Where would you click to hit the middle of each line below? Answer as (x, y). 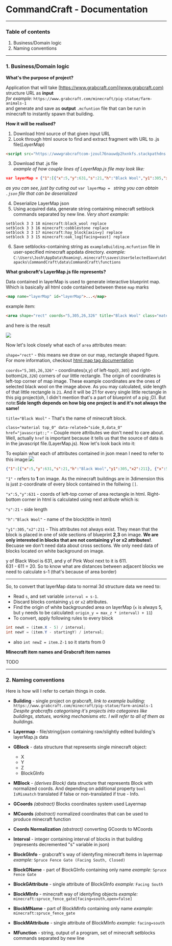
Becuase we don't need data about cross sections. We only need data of (82, 545)
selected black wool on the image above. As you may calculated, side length (86, 387)
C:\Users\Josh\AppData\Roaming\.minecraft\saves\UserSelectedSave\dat (90, 258)
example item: (20, 306)
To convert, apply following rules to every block (63, 618)
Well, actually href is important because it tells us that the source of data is (85, 438)
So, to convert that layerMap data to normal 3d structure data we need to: (83, 586)
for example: (19, 98)
